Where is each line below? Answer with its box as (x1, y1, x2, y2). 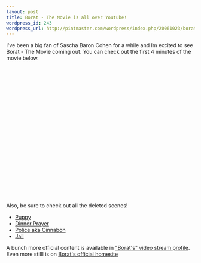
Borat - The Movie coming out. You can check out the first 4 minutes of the (6, 48, 191, 56)
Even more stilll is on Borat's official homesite (6, 250, 118, 258)
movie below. (6, 54, 39, 62)
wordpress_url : (6, 25, 44, 32)
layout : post (6, 8, 39, 15)
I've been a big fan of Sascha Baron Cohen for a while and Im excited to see (6, 42, 193, 49)
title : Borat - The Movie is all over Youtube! (6, 14, 127, 20)
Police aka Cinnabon (14, 227, 66, 234)
